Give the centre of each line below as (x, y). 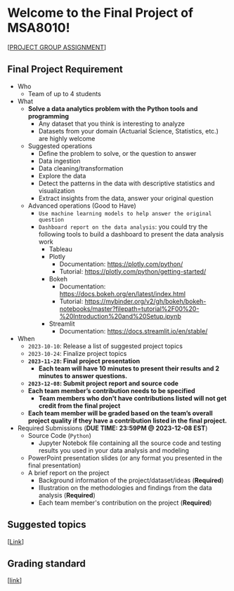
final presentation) (54, 465)
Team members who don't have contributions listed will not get (132, 398)
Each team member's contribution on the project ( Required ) (125, 503)
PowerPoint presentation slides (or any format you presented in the (125, 458)
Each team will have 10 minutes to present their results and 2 (129, 368)
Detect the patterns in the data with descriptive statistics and (127, 183)
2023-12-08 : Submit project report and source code (103, 383)
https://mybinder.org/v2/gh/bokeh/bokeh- (145, 301)
